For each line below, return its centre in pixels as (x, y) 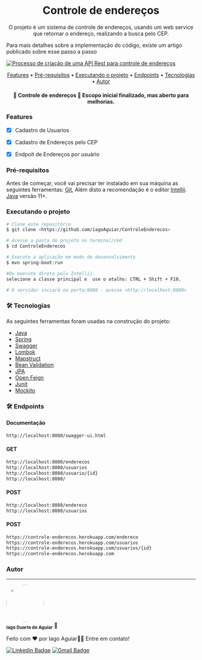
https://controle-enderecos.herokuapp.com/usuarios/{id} (79, 548)
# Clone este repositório (38, 224)
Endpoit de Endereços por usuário (57, 154)
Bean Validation (34, 365)
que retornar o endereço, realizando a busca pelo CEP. (101, 33)
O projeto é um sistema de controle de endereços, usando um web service (101, 27)
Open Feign (29, 377)
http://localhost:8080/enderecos (48, 462)
